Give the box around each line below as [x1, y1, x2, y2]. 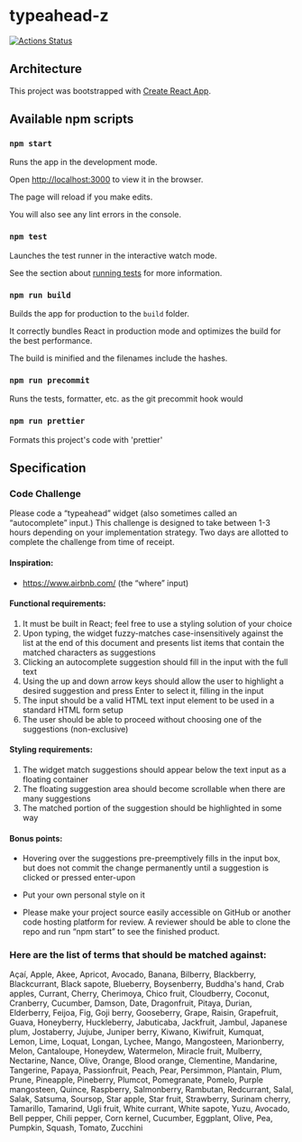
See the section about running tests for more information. [9, 267, 223, 278]
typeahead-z [9, 5, 110, 26]
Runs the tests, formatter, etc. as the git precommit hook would [9, 393, 243, 404]
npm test [9, 232, 48, 242]
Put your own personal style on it [22, 889, 146, 900]
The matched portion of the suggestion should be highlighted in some [22, 802, 282, 813]
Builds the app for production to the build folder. [9, 309, 190, 319]
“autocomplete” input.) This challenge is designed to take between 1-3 [9, 518, 270, 529]
